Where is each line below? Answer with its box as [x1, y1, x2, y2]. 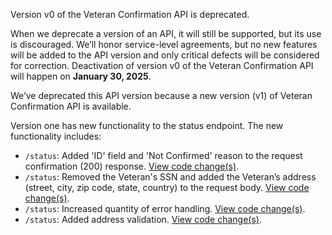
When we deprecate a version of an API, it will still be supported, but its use [10, 28, 322, 39]
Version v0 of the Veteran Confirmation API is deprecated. [10, 9, 250, 20]
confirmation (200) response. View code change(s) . [24, 160, 240, 172]
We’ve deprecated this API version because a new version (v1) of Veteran [10, 90, 313, 101]
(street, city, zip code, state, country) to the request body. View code [24, 182, 310, 193]
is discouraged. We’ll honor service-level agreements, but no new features [10, 39, 318, 50]
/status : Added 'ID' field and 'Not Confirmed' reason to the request [24, 150, 303, 161]
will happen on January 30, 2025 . [10, 70, 152, 82]
